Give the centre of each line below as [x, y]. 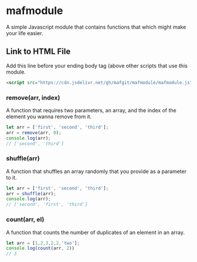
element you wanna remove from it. [49, 116]
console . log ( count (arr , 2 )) [40, 249]
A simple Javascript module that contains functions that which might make [96, 27]
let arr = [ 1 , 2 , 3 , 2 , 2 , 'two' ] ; [43, 243]
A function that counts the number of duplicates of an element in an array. [95, 232]
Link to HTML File [38, 52]
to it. [11, 177]
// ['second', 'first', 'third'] [47, 205]
